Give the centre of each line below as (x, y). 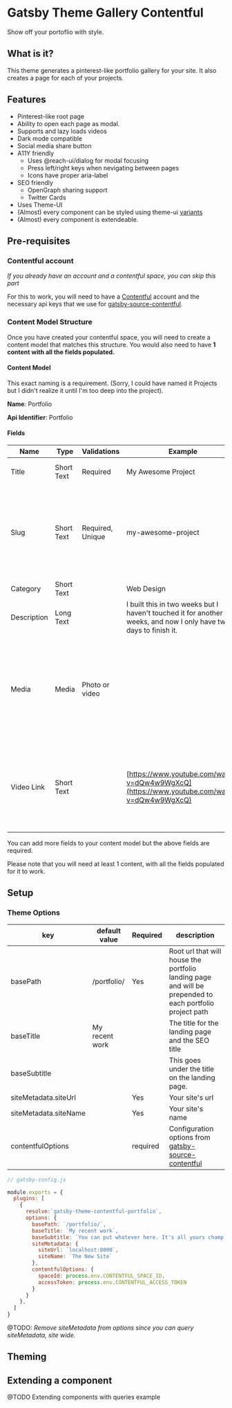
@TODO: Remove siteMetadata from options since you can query (100, 1328)
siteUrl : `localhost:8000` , (78, 1250)
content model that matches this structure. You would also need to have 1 (112, 344)
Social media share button (54, 146)
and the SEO (189, 1040)
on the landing (192, 1077)
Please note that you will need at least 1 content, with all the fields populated (116, 863)
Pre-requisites (39, 241)
